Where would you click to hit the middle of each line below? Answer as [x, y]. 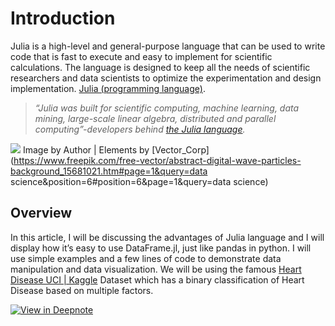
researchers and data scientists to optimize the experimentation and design [166, 78]
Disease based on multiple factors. [82, 290]
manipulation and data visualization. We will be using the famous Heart [156, 269]
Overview [41, 213]
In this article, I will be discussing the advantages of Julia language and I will [167, 237]
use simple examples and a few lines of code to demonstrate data [146, 258]
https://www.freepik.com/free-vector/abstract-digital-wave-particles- [157, 160]
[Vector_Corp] [180, 149]
